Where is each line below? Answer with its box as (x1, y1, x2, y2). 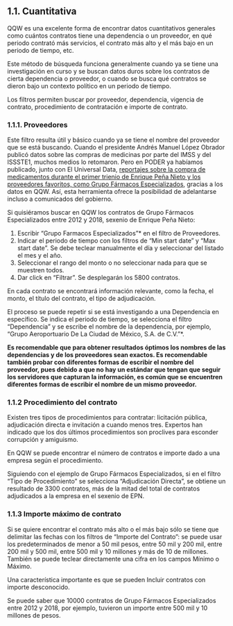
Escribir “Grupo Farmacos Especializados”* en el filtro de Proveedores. (17, 229, 221, 238)
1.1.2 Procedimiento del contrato (7, 397, 118, 407)
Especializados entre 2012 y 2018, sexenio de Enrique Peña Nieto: (7, 215, 196, 224)
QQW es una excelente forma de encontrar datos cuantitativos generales (7, 24, 216, 32)
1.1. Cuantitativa (7, 6, 77, 17)
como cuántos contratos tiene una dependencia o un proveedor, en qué (7, 31, 213, 40)
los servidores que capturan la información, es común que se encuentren (7, 373, 223, 381)
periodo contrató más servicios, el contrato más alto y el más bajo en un (7, 38, 214, 47)
